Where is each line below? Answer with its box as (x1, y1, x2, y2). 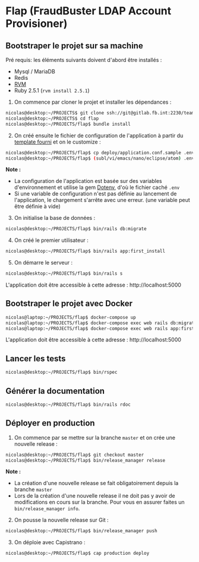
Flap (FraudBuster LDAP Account (5, 4, 172, 18)
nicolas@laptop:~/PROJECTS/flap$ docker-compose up (5, 314, 136, 320)
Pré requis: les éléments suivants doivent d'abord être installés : (5, 57, 162, 63)
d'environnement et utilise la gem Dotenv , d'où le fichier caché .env (14, 184, 180, 191)
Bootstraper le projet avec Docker (5, 299, 133, 309)
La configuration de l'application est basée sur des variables (14, 178, 162, 185)
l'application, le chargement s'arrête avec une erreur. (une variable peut (14, 197, 191, 204)
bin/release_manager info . (14, 505, 80, 512)
